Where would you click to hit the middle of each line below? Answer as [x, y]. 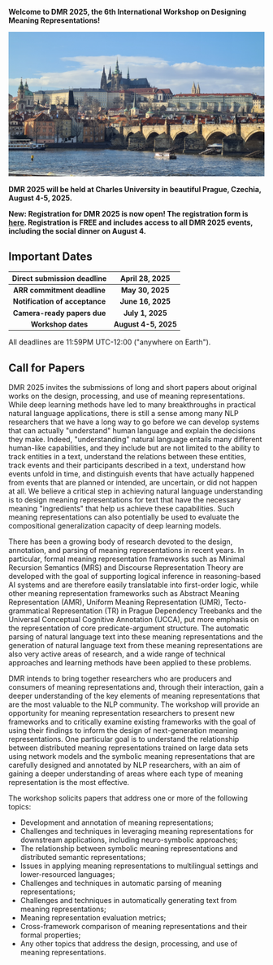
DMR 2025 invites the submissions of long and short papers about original [133, 388]
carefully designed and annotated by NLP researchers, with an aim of [125, 765]
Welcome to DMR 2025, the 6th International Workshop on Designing [128, 12]
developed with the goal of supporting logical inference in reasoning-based [135, 577]
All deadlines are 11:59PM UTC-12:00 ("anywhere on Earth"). [110, 342]
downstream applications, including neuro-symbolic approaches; [129, 840]
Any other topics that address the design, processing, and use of [129, 944]
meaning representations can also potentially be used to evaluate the [124, 517]
